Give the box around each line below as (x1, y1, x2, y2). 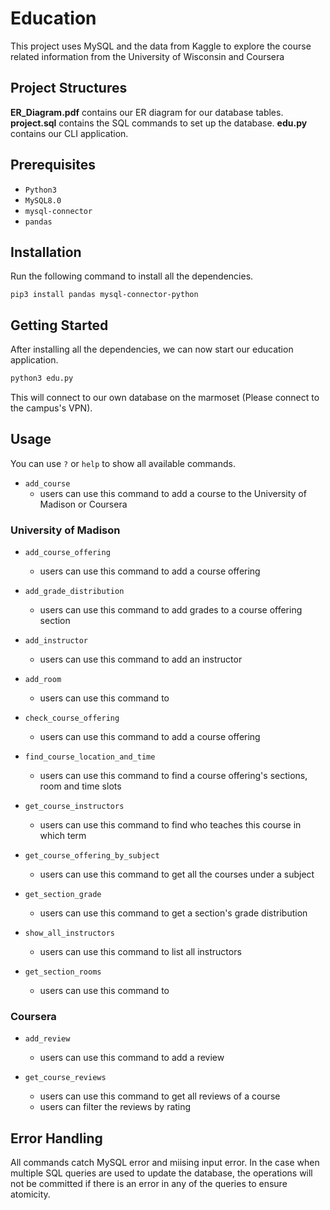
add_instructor (24, 636, 89, 646)
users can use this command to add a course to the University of (39, 487, 307, 499)
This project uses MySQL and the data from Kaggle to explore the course (10, 40, 312, 52)
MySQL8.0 (24, 195, 62, 206)
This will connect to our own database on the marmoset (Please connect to (10, 392, 320, 404)
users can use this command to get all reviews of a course (39, 1090, 281, 1102)
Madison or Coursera (39, 498, 128, 510)
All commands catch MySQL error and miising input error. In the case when (10, 1157, 320, 1169)
